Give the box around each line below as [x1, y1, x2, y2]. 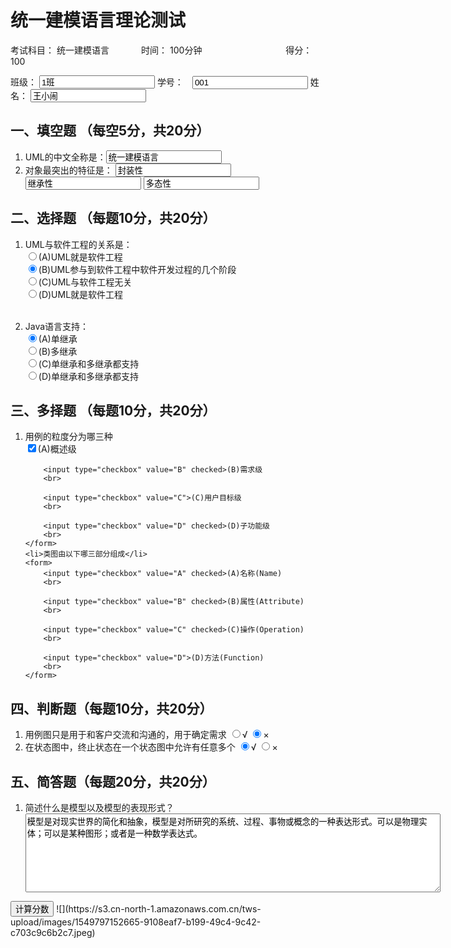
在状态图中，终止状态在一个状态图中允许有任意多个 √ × [24, 741, 278, 753]
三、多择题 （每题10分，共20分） [10, 402, 217, 419]
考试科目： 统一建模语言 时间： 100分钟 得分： [10, 44, 313, 56]
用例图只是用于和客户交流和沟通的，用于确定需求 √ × [24, 729, 270, 741]
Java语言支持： [24, 320, 90, 332]
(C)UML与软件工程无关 [38, 276, 133, 288]
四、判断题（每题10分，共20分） [10, 700, 213, 717]
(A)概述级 [37, 443, 77, 455]
